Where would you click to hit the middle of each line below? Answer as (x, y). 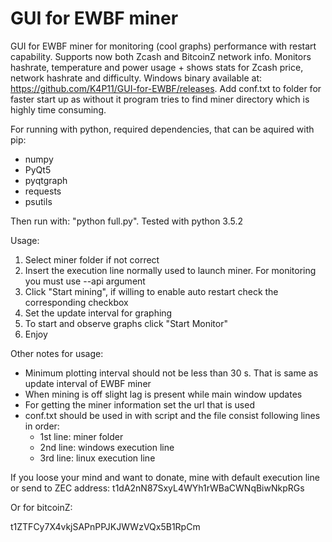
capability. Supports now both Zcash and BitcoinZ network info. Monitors (161, 56)
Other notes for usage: (57, 353)
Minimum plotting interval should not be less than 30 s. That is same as (171, 373)
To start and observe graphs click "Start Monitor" (126, 323)
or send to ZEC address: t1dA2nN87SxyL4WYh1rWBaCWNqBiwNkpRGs (157, 488)
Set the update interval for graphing (98, 313)
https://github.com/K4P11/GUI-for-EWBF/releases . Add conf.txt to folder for (166, 88)
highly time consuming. (58, 109)
